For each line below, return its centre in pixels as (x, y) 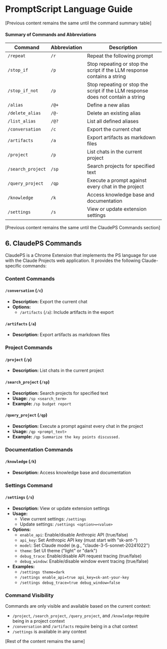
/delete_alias (24, 113)
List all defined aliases (113, 122)
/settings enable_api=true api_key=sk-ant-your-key (74, 578)
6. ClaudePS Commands (43, 243)
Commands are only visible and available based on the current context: (78, 606)
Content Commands (30, 278)
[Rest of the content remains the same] (45, 642)
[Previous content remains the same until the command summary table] (78, 23)
